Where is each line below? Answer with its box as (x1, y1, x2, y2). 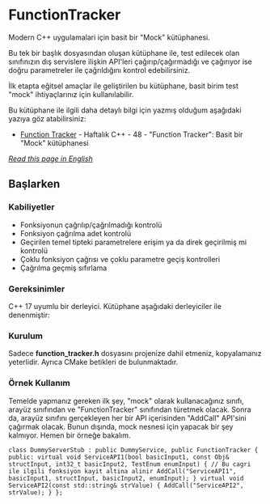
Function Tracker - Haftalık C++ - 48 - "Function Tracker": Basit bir (19, 129, 243, 139)
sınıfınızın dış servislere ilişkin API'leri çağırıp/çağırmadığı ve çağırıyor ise (8, 57, 252, 66)
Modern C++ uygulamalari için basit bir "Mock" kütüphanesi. (8, 32, 210, 42)
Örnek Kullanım (8, 378, 70, 389)
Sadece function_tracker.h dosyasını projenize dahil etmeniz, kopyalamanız (8, 349, 262, 358)
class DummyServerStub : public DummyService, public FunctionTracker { (8, 446, 259, 454)
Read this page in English (8, 154, 93, 163)
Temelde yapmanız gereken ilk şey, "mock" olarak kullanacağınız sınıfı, (8, 396, 244, 405)
